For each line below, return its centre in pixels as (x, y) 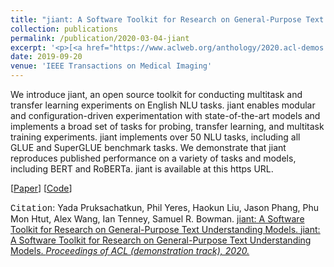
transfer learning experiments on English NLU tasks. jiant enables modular (163, 105)
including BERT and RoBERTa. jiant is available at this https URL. (142, 169)
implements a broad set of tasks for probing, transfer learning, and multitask (167, 126)
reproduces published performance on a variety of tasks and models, (153, 158)
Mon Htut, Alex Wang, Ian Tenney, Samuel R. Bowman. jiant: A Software (157, 219)
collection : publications (64, 29)
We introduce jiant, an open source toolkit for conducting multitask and (156, 94)
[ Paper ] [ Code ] (41, 188)
